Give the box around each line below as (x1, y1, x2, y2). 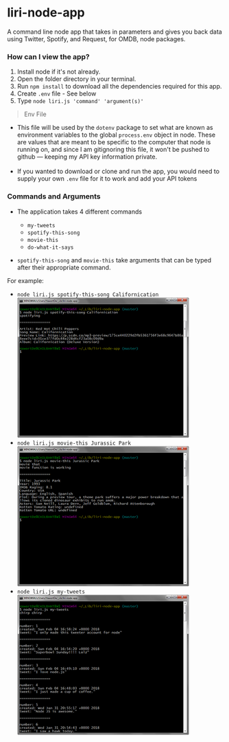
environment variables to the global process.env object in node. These (16, 131, 216, 139)
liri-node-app (7, 5, 85, 21)
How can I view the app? (7, 52, 91, 61)
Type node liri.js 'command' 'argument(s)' (16, 97, 144, 105)
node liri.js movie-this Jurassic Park (16, 440, 132, 447)
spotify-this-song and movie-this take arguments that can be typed (16, 256, 211, 264)
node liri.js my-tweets (16, 588, 86, 595)
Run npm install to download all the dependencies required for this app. (16, 82, 222, 91)
